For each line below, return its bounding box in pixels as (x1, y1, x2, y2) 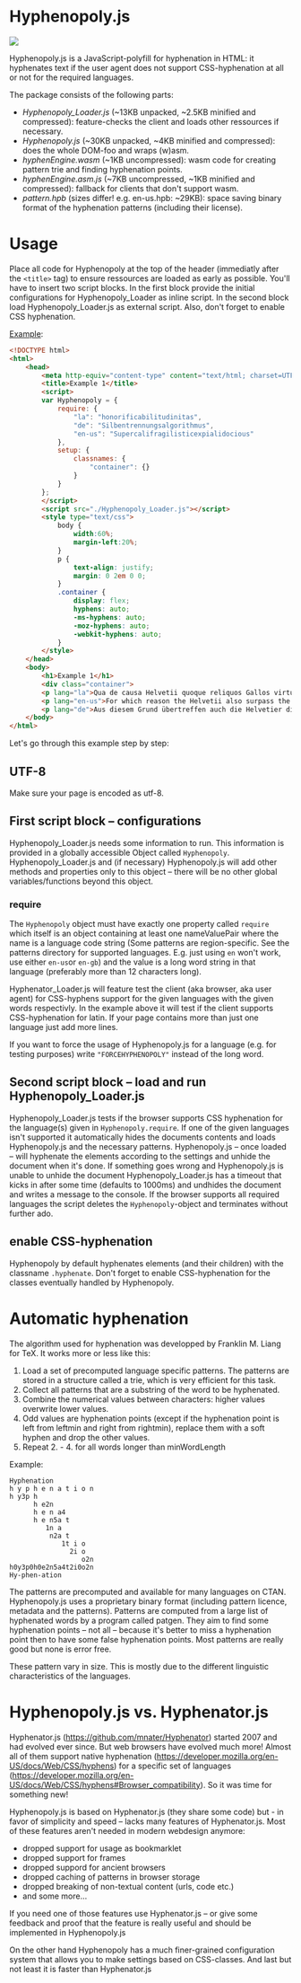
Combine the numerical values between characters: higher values (21, 1394, 266, 1405)
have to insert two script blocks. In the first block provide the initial (9, 282, 255, 293)
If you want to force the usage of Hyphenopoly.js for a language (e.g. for (9, 1039, 277, 1050)
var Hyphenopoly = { (41, 396, 118, 405)
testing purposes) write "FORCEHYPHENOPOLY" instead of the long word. (9, 1049, 264, 1060)
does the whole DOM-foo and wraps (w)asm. (21, 145, 190, 155)
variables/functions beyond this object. (9, 876, 154, 886)
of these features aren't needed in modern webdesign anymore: (9, 1825, 245, 1836)
